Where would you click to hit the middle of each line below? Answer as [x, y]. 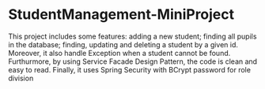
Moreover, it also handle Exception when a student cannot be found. [119, 53]
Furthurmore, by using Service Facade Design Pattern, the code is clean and [133, 61]
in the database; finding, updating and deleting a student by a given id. [123, 44]
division [21, 78]
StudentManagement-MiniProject [121, 15]
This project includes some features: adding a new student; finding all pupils [132, 36]
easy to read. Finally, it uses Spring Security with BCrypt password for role [130, 69]
